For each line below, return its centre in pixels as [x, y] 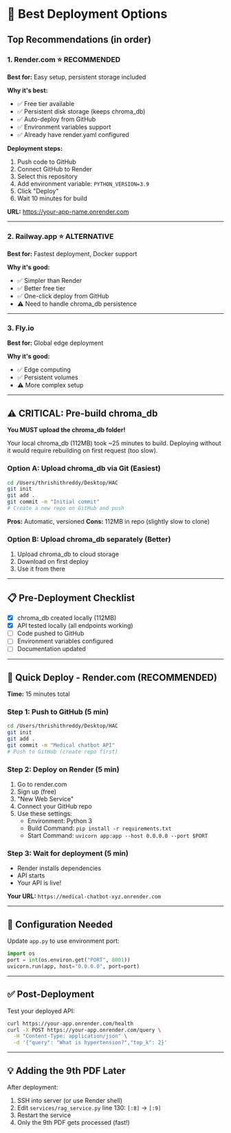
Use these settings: [44, 814]
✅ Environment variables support [64, 127]
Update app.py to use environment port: [63, 941]
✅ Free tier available [46, 103]
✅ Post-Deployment [51, 994]
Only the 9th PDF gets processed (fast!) [74, 1123]
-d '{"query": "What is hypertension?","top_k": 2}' [90, 1043]
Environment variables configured [65, 641]
